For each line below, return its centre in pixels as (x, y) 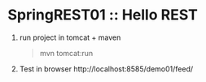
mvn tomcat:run (66, 53)
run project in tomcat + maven (70, 37)
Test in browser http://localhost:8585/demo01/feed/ (106, 69)
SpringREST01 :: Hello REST (103, 15)
